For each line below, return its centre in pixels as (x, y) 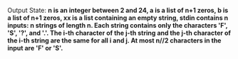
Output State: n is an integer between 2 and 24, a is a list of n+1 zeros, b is (118, 10)
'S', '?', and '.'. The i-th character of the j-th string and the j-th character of (119, 33)
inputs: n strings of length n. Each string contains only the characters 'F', (118, 25)
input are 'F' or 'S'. (35, 48)
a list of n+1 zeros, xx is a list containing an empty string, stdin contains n (118, 18)
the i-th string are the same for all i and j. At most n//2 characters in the (114, 41)
